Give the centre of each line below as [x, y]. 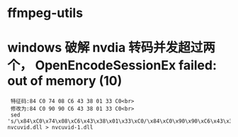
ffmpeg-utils [45, 13]
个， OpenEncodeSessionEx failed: [112, 66]
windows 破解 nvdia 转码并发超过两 [112, 48]
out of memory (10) [65, 81]
